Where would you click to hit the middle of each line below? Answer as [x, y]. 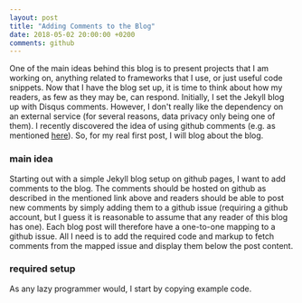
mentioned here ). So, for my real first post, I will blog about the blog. [137, 135]
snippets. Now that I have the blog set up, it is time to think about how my [146, 87]
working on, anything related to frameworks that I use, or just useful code [146, 78]
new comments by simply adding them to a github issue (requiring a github [149, 207]
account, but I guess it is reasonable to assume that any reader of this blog [149, 216]
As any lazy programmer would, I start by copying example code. [131, 289]
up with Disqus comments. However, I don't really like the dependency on [146, 107]
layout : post [34, 18]
